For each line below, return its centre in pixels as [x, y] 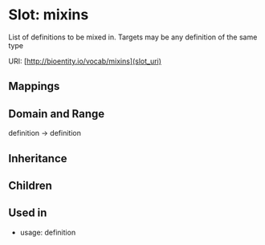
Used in [28, 213]
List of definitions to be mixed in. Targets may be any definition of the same [133, 37]
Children [30, 185]
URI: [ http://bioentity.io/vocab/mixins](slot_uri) [85, 61]
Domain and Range [57, 114]
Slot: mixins [49, 15]
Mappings [34, 86]
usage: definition [48, 232]
